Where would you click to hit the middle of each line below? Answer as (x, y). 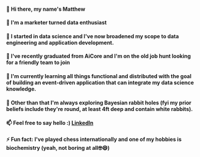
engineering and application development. (60, 42)
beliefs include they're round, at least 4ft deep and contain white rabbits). (99, 109)
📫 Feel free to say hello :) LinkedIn (50, 123)
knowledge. (21, 89)
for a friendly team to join (38, 63)
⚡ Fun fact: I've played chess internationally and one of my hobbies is (94, 139)
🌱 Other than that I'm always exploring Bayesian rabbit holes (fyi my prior (99, 103)
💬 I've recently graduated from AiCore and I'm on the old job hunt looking (99, 56)
